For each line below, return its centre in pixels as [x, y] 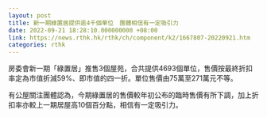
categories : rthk [37, 45]
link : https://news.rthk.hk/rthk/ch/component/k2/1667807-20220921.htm [129, 38]
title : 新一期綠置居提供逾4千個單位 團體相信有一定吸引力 [93, 23]
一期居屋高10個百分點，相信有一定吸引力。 [112, 105]
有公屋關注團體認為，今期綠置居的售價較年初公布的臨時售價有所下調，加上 [130, 95]
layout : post [30, 15]
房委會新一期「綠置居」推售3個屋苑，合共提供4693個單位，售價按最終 [124, 69]
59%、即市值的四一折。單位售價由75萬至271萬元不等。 [147, 78]
